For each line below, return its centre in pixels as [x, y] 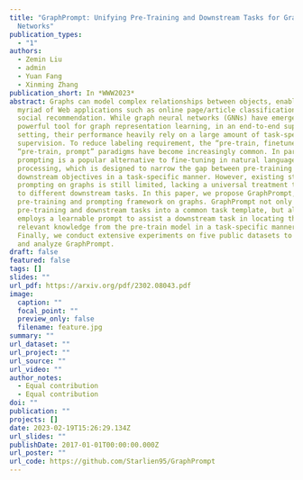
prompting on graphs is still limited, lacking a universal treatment [153, 186]
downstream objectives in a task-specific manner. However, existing [151, 177]
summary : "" [32, 336]
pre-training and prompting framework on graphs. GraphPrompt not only [155, 202]
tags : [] [26, 269]
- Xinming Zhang [48, 85]
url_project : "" [40, 352]
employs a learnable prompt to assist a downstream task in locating [151, 218]
